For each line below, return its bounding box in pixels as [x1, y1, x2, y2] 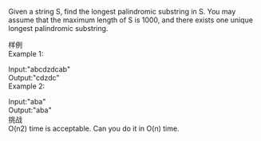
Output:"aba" [8, 105, 52, 115]
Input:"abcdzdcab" [8, 65, 71, 74]
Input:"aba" [8, 97, 46, 106]
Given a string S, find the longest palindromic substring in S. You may [8, 7, 236, 16]
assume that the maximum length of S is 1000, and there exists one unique [8, 15, 254, 25]
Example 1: [8, 49, 44, 58]
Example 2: [8, 81, 45, 91]
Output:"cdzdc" [8, 73, 60, 82]
